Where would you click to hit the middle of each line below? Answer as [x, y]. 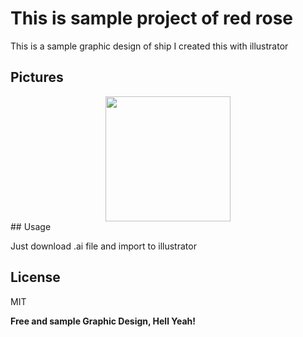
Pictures [37, 77]
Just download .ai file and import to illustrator [103, 246]
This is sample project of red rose [152, 18]
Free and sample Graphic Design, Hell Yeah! [103, 321]
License [35, 277]
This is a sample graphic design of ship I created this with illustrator [149, 46]
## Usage [31, 226]
